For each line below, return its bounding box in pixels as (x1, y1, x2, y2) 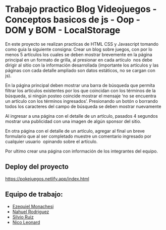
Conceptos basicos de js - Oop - (5, 14, 140, 25)
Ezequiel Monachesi (12, 203, 54, 209)
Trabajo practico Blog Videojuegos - (5, 3, 157, 15)
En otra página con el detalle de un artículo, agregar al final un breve (5, 128, 145, 134)
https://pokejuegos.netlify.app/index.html (5, 175, 89, 182)
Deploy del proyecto (5, 162, 69, 171)
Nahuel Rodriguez (12, 209, 50, 215)
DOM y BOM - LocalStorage (5, 25, 120, 36)
